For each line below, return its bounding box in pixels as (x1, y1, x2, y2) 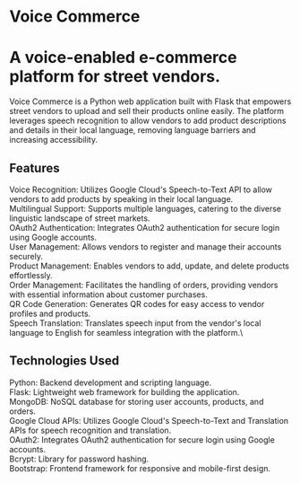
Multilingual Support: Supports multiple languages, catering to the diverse (9, 203, 282, 214)
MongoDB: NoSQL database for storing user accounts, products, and (9, 396, 264, 407)
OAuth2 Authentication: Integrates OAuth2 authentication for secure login (9, 222, 280, 233)
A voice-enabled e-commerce (9, 48, 237, 68)
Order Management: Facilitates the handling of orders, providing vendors (9, 279, 279, 290)
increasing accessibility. (9, 135, 99, 145)
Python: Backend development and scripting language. (9, 377, 212, 388)
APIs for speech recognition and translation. (9, 425, 172, 435)
